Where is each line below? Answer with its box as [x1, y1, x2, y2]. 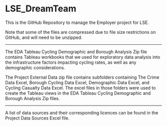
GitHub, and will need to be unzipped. [5, 34, 83, 40]
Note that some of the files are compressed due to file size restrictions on [5, 29, 156, 35]
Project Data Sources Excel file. [5, 115, 70, 121]
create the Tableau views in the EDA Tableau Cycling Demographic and [5, 90, 151, 96]
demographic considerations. [5, 64, 66, 70]
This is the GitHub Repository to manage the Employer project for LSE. [5, 19, 149, 25]
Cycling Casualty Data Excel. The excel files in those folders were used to [5, 85, 156, 91]
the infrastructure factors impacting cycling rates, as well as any [5, 59, 137, 65]
